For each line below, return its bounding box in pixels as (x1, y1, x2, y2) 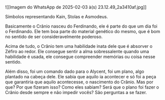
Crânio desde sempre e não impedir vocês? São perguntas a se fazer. (5, 90, 147, 95)
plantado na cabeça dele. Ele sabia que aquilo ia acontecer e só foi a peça (5, 74, 157, 79)
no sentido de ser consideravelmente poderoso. (5, 34, 103, 39)
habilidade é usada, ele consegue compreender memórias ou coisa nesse (5, 54, 156, 60)
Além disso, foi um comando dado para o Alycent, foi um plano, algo (5, 68, 144, 74)
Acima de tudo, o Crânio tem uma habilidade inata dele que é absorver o (5, 43, 153, 49)
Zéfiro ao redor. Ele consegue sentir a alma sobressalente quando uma (5, 49, 149, 54)
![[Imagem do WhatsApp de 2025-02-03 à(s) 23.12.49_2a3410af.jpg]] (5, 4, 147, 10)
